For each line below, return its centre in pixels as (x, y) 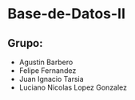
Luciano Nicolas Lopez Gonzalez (73, 87)
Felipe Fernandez (48, 71)
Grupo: (25, 43)
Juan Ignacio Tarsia (52, 79)
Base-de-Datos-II (66, 14)
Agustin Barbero (46, 62)
